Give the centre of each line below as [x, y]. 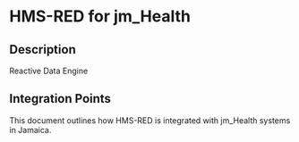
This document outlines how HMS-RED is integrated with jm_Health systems [150, 120]
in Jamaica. [30, 129]
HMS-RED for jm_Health [100, 17]
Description [43, 50]
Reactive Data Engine [49, 71]
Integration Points [60, 99]
